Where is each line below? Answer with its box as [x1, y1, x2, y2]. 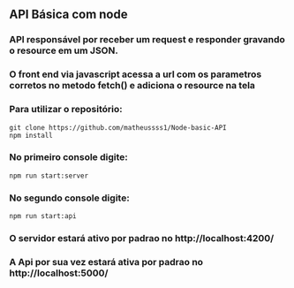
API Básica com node [9, 7, 128, 22]
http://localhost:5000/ [9, 267, 109, 279]
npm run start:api [9, 212, 77, 221]
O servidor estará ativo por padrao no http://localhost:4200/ [9, 232, 275, 245]
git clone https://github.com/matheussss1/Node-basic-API [9, 123, 227, 132]
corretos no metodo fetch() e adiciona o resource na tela [9, 80, 256, 92]
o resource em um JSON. [9, 44, 119, 57]
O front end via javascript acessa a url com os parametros [9, 68, 262, 80]
